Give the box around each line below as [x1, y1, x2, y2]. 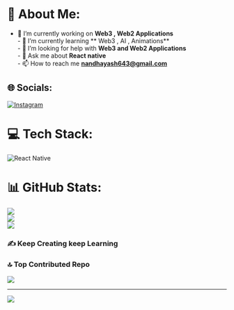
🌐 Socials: [7, 82, 53, 94]
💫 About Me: [7, 6, 81, 22]
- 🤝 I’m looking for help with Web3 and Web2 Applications [17, 44, 187, 52]
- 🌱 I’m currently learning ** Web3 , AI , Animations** [17, 36, 170, 44]
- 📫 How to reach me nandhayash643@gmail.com [17, 59, 168, 67]
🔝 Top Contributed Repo [7, 260, 91, 270]
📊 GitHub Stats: [7, 179, 102, 195]
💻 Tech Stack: [7, 126, 93, 142]
